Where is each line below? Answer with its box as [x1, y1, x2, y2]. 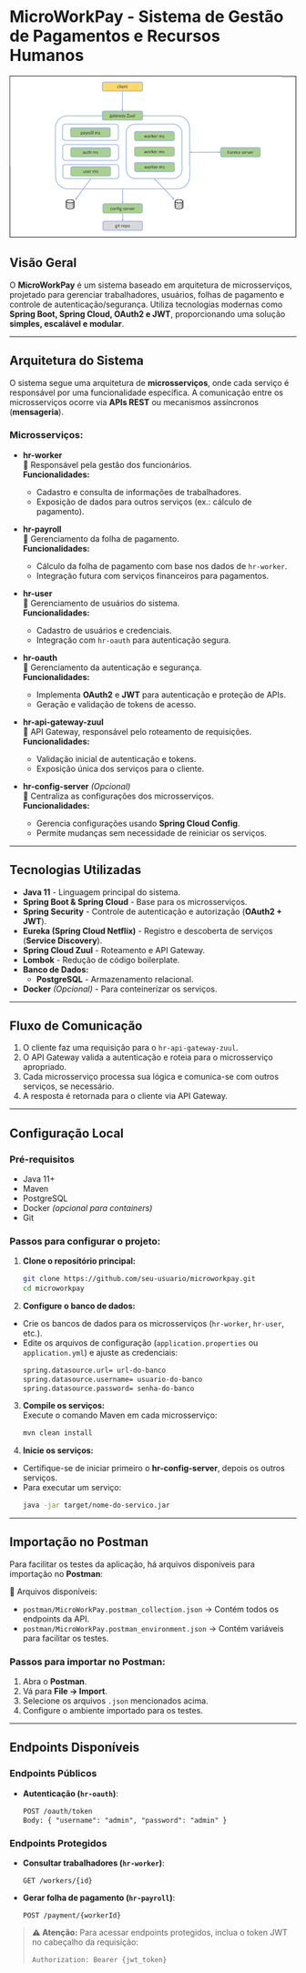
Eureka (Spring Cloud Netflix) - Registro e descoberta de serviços [22, 925, 273, 936]
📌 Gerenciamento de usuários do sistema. [22, 597, 180, 608]
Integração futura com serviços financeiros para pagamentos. [36, 570, 270, 581]
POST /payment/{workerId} [22, 1911, 121, 1920]
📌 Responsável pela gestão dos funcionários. [22, 459, 193, 470]
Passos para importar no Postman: [9, 1655, 166, 1668]
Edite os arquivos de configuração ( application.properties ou [22, 1337, 259, 1348]
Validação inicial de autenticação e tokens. [36, 753, 197, 764]
